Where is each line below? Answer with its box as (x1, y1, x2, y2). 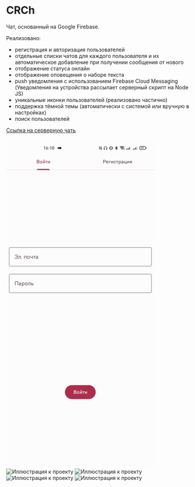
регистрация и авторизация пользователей (14, 46, 125, 53)
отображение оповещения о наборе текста (14, 71, 124, 78)
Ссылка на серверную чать (6, 127, 76, 134)
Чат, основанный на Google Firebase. (6, 23, 100, 30)
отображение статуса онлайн (14, 64, 90, 72)
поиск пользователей (14, 115, 70, 122)
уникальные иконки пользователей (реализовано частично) (14, 96, 168, 104)
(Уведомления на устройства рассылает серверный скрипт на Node (14, 83, 188, 91)
